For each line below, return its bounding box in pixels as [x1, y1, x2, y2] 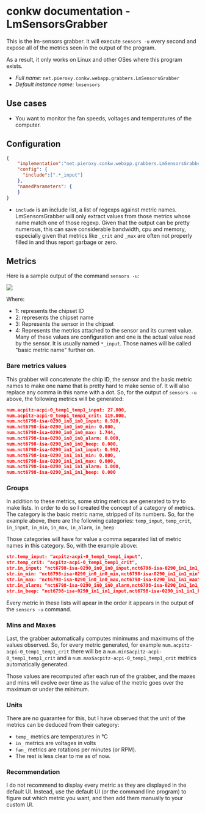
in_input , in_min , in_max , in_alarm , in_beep [6, 524, 115, 531]
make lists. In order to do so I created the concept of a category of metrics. [6, 504, 195, 512]
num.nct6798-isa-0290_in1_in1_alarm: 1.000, [6, 463, 121, 470]
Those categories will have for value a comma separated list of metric [6, 535, 182, 543]
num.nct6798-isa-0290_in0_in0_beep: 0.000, [6, 441, 119, 447]
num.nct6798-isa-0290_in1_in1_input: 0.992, [6, 446, 121, 453]
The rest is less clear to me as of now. [15, 752, 111, 760]
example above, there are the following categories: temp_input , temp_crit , [6, 517, 192, 524]
